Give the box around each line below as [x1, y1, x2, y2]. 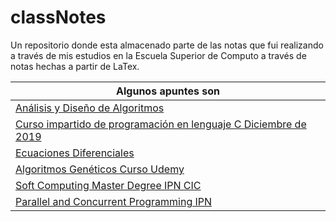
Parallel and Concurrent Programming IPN [15, 194, 213, 208]
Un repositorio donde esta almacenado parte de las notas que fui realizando [10, 39, 324, 51]
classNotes [10, 6, 107, 29]
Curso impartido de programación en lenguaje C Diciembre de [15, 117, 307, 131]
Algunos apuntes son [116, 84, 220, 98]
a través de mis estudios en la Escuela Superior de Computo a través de [10, 49, 307, 61]
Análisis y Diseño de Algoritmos [15, 101, 165, 115]
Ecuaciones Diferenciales [15, 146, 135, 160]
